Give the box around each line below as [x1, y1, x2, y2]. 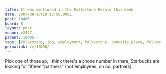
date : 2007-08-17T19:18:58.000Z [5, 12, 72, 17]
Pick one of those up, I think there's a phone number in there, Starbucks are [5, 58, 160, 64]
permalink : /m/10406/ [5, 44, 50, 49]
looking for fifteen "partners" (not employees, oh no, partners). [5, 63, 133, 69]
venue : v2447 [5, 30, 32, 35]
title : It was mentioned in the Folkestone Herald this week [5, 7, 134, 12]
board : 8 [5, 21, 23, 26]
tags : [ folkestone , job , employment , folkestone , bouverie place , [5, 40, 145, 45]
